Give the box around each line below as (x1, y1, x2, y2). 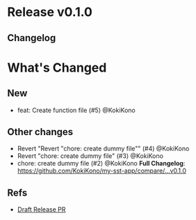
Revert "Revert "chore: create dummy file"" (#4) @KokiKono (17, 144, 190, 153)
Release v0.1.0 (7, 4, 92, 20)
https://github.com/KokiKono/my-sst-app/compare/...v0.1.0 (17, 166, 186, 175)
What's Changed (7, 60, 107, 75)
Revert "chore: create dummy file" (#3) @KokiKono (17, 152, 163, 160)
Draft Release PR (17, 205, 66, 214)
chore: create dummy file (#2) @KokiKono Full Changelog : (17, 159, 186, 168)
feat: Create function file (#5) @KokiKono (17, 106, 136, 114)
